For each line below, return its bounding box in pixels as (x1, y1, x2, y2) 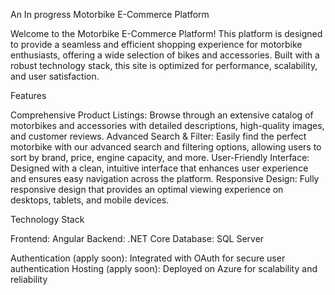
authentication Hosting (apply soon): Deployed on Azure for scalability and (10, 263, 318, 274)
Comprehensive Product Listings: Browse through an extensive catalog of (10, 109, 314, 121)
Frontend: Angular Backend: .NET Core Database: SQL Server (10, 233, 265, 244)
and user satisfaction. (10, 70, 100, 82)
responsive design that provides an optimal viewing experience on (10, 184, 284, 195)
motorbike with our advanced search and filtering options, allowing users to (10, 141, 322, 153)
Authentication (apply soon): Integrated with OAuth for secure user (10, 252, 286, 264)
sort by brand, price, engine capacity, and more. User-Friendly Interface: (10, 152, 310, 163)
